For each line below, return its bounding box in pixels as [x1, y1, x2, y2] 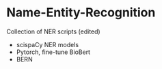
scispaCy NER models [16, 40, 79, 49]
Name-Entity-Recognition [6, 5, 156, 20]
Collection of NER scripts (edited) [6, 27, 100, 36]
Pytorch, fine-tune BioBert [16, 48, 90, 56]
